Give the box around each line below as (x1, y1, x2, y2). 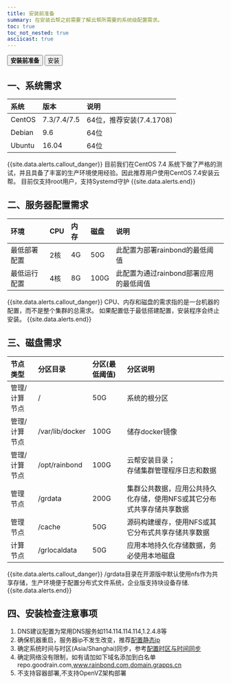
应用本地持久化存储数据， (126, 540, 210, 550)
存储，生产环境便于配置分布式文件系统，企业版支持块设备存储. (12, 578, 190, 586)
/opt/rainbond (37, 459, 82, 469)
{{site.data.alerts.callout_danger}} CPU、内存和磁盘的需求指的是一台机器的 (7, 298, 220, 306)
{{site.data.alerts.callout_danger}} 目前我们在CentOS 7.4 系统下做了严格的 (7, 160, 217, 168)
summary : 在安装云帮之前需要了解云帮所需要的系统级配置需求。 (7, 17, 163, 23)
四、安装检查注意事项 (7, 608, 98, 619)
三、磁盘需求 (7, 337, 62, 349)
